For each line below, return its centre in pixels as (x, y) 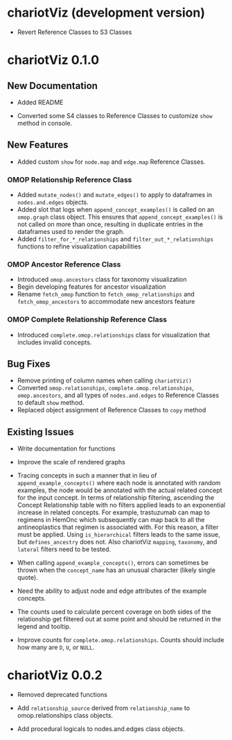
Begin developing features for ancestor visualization (91, 287)
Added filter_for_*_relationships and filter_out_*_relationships (115, 239)
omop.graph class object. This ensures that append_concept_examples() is (120, 217)
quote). (27, 578)
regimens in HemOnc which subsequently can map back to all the (111, 520)
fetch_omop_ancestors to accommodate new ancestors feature (106, 302)
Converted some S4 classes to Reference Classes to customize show (115, 115)
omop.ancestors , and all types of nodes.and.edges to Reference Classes (118, 395)
